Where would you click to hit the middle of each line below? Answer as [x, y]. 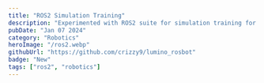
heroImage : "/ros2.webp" [49, 45]
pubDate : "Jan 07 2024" [47, 30]
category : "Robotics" [44, 38]
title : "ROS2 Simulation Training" [67, 15]
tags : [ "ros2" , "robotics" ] [55, 67]
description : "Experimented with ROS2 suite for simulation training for [132, 23]
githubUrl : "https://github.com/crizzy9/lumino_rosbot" [102, 52]
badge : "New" [30, 60]
